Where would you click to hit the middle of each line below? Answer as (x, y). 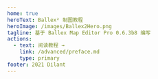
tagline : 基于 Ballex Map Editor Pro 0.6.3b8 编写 (79, 33)
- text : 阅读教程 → (39, 45)
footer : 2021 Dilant (37, 65)
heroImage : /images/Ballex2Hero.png (59, 26)
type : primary (39, 58)
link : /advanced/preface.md (59, 52)
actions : (20, 39)
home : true (23, 13)
